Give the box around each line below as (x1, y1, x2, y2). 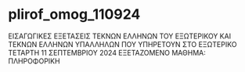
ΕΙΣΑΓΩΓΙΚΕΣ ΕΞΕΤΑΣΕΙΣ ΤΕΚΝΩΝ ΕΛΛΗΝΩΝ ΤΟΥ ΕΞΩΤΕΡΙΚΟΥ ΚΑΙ (8, 31, 232, 41)
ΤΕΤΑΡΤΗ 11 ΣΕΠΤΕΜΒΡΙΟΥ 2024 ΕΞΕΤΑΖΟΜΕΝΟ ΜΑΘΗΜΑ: (8, 48, 206, 57)
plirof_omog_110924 (8, 5, 141, 23)
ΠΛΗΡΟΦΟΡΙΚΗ (8, 56, 60, 66)
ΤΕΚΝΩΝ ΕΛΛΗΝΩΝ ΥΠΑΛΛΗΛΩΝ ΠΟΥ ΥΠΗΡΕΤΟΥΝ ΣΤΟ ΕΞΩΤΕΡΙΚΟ (8, 39, 237, 49)
